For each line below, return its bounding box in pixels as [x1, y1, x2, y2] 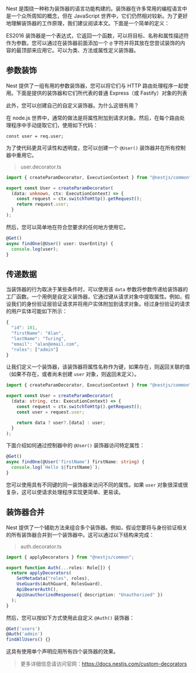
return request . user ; [16, 201, 69, 208]
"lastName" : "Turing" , [11, 336, 66, 341]
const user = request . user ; [16, 409, 85, 415]
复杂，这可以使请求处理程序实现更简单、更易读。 [6, 488, 124, 495]
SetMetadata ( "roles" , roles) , [16, 575, 90, 582]
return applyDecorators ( [11, 570, 72, 576]
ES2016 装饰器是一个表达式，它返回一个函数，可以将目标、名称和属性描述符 [6, 32, 190, 39]
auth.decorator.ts [20, 543, 62, 550]
